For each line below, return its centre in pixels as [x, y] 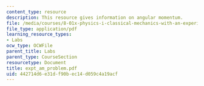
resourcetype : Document [36, 62]
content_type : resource [36, 12]
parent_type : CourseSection [42, 57]
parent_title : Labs [31, 51]
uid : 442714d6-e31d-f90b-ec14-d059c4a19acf [62, 74]
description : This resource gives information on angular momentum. [95, 18]
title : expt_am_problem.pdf [42, 68]
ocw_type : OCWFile [29, 46]
